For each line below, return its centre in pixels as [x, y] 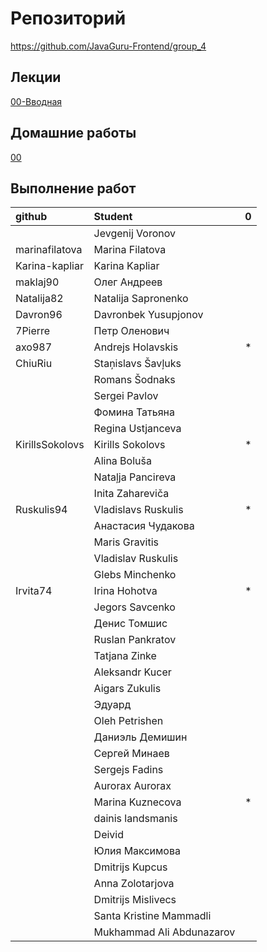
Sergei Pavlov [126, 396]
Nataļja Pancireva [135, 477]
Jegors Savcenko [134, 607]
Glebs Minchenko [135, 575]
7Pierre [33, 331]
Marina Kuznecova [137, 802]
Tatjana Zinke [125, 656]
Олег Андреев [128, 282]
